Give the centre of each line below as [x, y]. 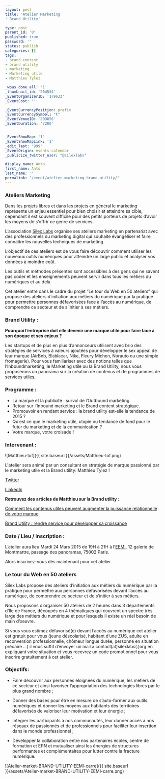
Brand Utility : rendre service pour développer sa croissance [66, 523]
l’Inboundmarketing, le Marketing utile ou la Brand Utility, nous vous [73, 366]
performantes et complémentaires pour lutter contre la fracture [76, 751]
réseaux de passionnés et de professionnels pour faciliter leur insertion [84, 726]
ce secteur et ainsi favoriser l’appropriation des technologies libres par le [86, 685]
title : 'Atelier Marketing [33, 14]
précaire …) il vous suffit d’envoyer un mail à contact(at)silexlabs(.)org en [79, 646]
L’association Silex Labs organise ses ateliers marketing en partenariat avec [82, 231]
